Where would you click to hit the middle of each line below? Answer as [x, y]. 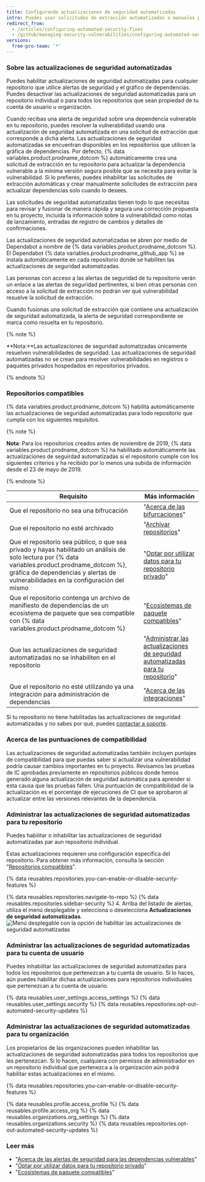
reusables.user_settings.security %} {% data [63, 1004]
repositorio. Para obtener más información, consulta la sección [85, 860]
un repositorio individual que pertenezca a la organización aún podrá [93, 1067]
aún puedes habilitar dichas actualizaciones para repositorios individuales [99, 979]
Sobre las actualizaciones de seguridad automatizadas [89, 67]
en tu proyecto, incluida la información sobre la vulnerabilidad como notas [99, 216]
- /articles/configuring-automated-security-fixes [77, 29]
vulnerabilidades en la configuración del [67, 581]
